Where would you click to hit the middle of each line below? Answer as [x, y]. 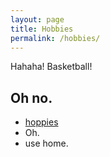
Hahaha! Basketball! [51, 67]
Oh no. [31, 97]
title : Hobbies [42, 29]
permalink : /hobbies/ [55, 38]
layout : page [37, 19]
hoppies [41, 122]
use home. [46, 143]
